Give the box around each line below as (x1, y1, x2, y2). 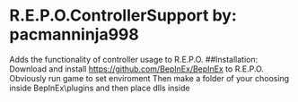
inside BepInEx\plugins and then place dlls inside (9, 82, 190, 93)
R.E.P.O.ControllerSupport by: (9, 5, 238, 26)
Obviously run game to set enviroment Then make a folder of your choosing (9, 72, 290, 83)
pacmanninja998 (9, 24, 139, 45)
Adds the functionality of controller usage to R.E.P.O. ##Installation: (9, 54, 259, 64)
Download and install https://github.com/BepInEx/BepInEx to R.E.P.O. (9, 64, 265, 74)
